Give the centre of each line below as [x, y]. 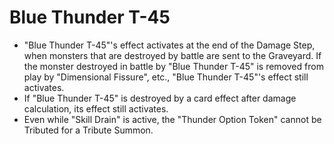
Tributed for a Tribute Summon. [88, 130]
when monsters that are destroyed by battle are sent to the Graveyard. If [172, 55]
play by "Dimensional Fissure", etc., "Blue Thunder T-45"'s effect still [166, 77]
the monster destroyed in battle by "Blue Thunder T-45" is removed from [173, 66]
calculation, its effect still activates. [96, 108]
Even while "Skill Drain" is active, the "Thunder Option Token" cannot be [172, 119]
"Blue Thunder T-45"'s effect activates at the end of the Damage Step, [169, 45]
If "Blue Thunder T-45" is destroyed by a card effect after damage [160, 98]
